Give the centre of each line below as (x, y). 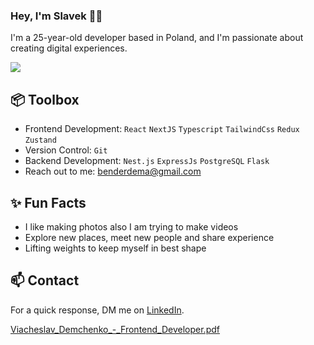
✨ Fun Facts (48, 202)
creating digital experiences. (69, 48)
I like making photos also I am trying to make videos (131, 226)
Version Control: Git (66, 150)
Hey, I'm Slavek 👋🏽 (56, 16)
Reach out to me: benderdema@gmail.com (113, 171)
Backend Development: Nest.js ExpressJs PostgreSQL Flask (147, 161)
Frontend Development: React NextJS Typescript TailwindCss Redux (162, 129)
